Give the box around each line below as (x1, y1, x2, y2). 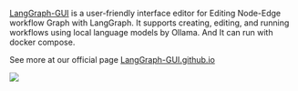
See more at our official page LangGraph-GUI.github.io (9, 55, 216, 65)
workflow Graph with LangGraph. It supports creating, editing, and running (9, 17, 290, 28)
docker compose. (9, 36, 76, 47)
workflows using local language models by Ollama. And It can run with (9, 27, 273, 37)
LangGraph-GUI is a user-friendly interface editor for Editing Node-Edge (9, 8, 282, 18)
